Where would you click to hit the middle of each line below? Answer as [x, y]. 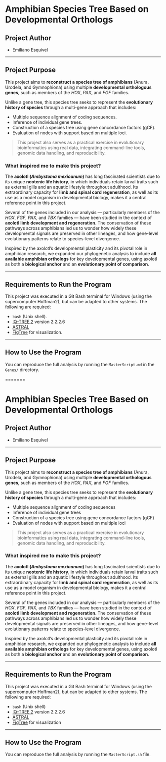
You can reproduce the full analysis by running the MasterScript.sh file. [78, 755]
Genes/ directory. [22, 370]
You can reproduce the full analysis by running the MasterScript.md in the [80, 364]
